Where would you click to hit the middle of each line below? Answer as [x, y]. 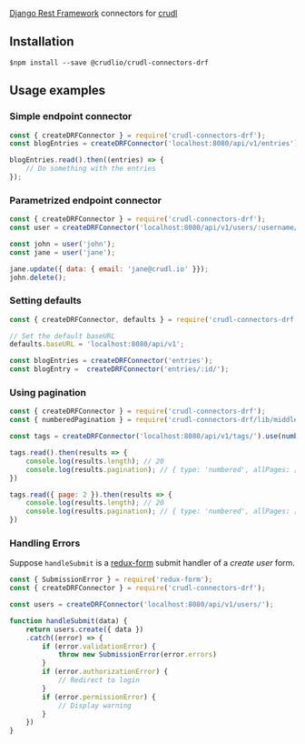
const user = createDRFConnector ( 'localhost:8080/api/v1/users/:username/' [156, 228]
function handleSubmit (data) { [69, 621]
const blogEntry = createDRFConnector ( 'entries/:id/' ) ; [119, 369]
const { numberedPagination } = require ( [89, 420]
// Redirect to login [99, 680]
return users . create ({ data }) [85, 629]
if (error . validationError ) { [99, 646]
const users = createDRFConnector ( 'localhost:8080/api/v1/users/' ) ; [142, 605]
